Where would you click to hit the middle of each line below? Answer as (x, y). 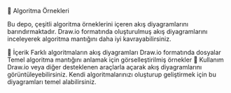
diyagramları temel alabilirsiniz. (52, 82)
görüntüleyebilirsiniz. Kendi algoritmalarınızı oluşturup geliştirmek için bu (112, 74)
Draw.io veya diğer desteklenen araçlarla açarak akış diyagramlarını (105, 67)
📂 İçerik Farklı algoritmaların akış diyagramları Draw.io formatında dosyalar (114, 52)
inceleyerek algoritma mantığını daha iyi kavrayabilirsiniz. (89, 39)
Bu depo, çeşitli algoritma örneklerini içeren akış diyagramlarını (98, 24)
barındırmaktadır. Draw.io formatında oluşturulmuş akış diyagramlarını (107, 32)
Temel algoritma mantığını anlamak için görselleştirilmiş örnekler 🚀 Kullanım (115, 60)
